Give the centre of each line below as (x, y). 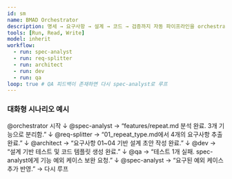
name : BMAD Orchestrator (43, 20)
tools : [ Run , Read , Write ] (46, 33)
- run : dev (29, 71)
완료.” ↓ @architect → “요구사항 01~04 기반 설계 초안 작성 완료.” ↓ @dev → (112, 143)
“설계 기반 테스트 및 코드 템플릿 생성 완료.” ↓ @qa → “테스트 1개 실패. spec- (110, 151)
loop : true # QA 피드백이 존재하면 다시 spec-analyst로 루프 (87, 84)
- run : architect (38, 65)
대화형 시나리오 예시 (38, 109)
